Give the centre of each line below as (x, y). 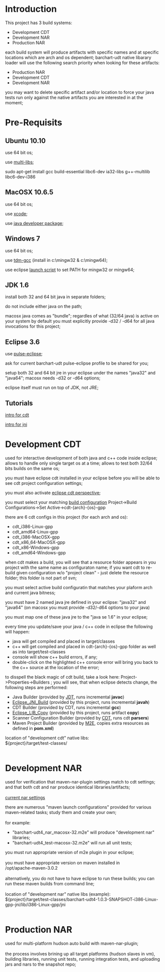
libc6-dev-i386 (20, 177)
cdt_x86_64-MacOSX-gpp (39, 542)
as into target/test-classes (39, 652)
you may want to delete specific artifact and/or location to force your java (80, 92)
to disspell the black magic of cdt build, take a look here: (62, 677)
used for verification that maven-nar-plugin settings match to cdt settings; (80, 782)
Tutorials (19, 403)
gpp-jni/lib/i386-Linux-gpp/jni (35, 905)
